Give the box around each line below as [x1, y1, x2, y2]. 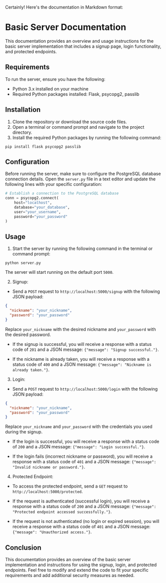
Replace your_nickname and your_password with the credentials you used [5, 423, 153, 429]
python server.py [5, 260, 41, 265]
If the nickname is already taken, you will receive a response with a [12, 356, 150, 362]
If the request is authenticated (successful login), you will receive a [12, 498, 150, 504]
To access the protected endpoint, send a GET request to [12, 483, 128, 489]
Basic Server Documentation [5, 22, 127, 33]
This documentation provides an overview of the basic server [5, 557, 131, 563]
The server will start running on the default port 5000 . [5, 269, 114, 275]
